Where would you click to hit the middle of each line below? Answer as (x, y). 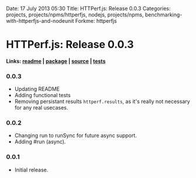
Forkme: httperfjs (96, 21)
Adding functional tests (43, 95)
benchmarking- (164, 15)
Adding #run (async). (40, 142)
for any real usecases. (41, 108)
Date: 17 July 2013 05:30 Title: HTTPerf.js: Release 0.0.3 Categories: (88, 8)
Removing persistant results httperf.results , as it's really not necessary (102, 101)
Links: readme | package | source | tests (56, 61)
